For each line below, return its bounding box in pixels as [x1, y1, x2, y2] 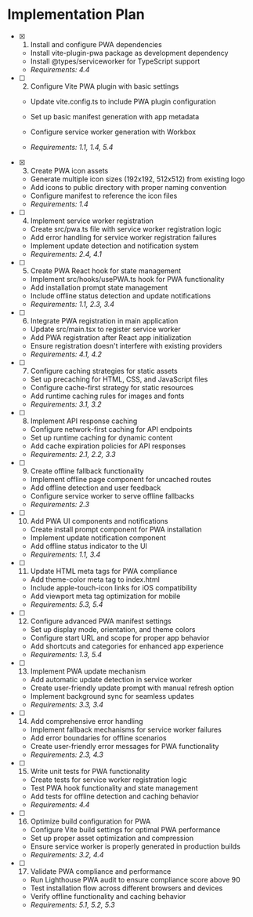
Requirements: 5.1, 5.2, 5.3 [30, 900, 115, 909]
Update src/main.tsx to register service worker [30, 324, 181, 334]
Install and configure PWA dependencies [30, 39, 162, 49]
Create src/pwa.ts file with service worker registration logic [30, 224, 222, 233]
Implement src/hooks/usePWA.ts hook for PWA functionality [30, 274, 225, 283]
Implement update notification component [30, 532, 166, 543]
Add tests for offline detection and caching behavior [30, 791, 199, 801]
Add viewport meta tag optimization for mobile [30, 591, 181, 601]
